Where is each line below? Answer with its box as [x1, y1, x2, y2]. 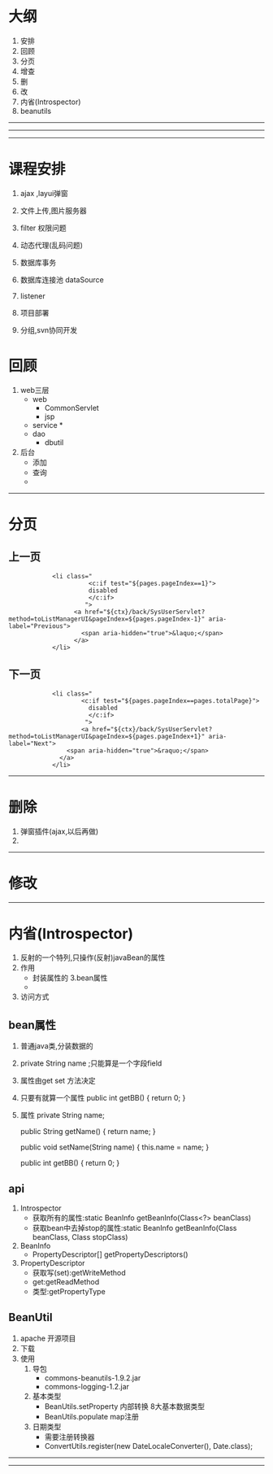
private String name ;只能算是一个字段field [19, 1058, 162, 1068]
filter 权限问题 [19, 223, 67, 233]
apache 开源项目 [19, 1333, 76, 1343]
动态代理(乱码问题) [19, 240, 84, 250]
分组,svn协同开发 [19, 325, 78, 334]
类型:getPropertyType [32, 1287, 106, 1297]
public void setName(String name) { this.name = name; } [19, 1142, 210, 1152]
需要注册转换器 [44, 1432, 95, 1441]
